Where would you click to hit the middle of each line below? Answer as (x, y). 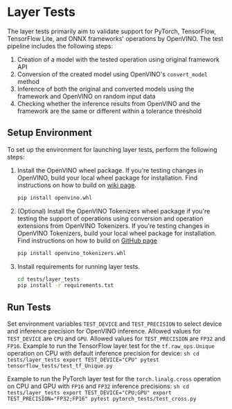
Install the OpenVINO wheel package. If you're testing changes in (110, 170)
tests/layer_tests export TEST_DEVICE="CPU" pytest (83, 360)
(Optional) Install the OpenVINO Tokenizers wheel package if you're (114, 211)
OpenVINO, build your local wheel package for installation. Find (107, 177)
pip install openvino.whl (54, 198)
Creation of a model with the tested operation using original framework (118, 59)
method (28, 81)
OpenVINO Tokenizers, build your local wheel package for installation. (117, 233)
